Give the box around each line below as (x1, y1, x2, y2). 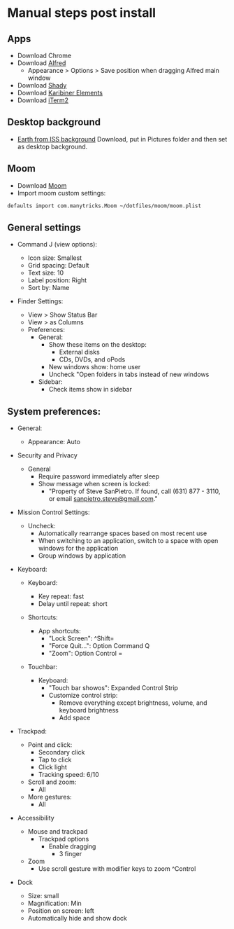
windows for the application (38, 544, 119, 553)
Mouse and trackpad (27, 827, 88, 836)
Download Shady (17, 81, 67, 89)
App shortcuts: (38, 627, 82, 635)
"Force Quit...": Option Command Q (48, 642, 150, 650)
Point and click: (27, 741, 73, 749)
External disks (59, 348, 100, 357)
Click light (38, 763, 68, 771)
